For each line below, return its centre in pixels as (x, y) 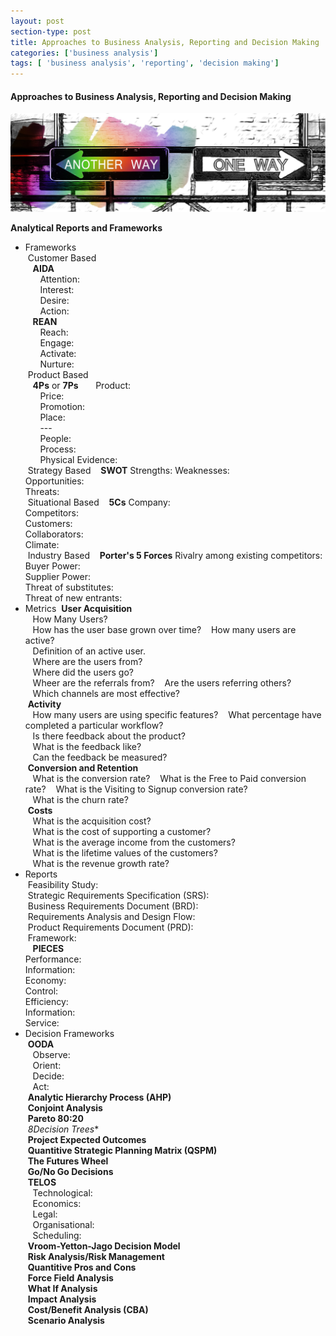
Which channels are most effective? (106, 694)
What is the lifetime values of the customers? (125, 853)
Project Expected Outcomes (87, 1140)
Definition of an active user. (89, 651)
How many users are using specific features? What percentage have (177, 715)
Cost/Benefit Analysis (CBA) (88, 1310)
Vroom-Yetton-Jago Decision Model (104, 1246)
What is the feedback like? (87, 747)
